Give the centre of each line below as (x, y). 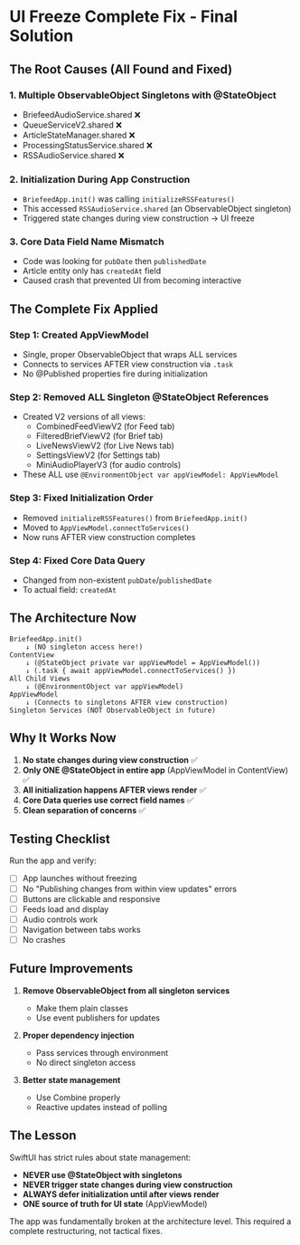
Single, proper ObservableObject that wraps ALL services (130, 355)
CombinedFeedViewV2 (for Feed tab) (105, 426)
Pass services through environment (102, 1052)
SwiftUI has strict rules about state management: (100, 1157)
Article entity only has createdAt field (91, 271)
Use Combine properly (78, 1098)
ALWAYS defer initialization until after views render (121, 1194)
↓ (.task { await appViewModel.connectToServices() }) (131, 670)
